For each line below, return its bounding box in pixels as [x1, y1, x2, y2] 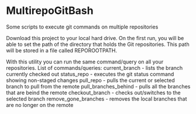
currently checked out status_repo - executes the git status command [6, 70, 174, 77]
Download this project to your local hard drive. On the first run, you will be [6, 34, 184, 41]
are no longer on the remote [6, 101, 74, 108]
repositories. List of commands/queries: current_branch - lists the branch [6, 64, 183, 71]
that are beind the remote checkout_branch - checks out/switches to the [6, 89, 181, 96]
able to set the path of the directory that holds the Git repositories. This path [6, 41, 190, 48]
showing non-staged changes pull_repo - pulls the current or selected [6, 77, 175, 84]
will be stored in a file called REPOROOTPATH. [6, 47, 118, 54]
